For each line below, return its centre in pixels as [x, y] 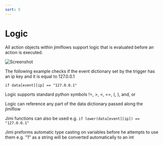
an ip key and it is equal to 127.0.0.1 [40, 76]
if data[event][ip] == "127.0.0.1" [41, 85]
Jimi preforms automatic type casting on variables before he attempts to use [82, 132]
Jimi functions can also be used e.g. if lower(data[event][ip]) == [72, 118]
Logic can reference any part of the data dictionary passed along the [74, 104]
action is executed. [24, 52]
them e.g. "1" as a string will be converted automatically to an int [70, 137]
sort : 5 [13, 9]
